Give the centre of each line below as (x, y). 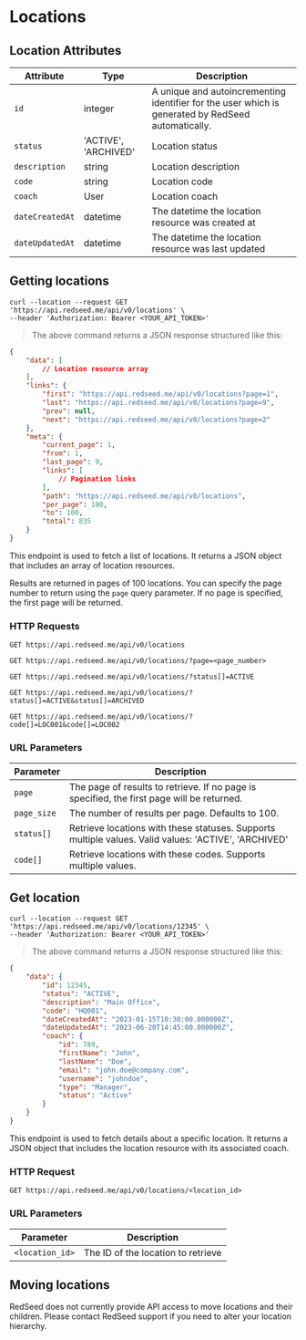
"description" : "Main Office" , (102, 1002)
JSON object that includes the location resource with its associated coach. (149, 1148)
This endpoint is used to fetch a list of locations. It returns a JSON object (146, 556)
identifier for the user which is (215, 103)
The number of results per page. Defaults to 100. (174, 813)
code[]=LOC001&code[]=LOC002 (65, 725)
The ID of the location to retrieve (153, 1252)
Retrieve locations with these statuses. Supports (172, 827)
